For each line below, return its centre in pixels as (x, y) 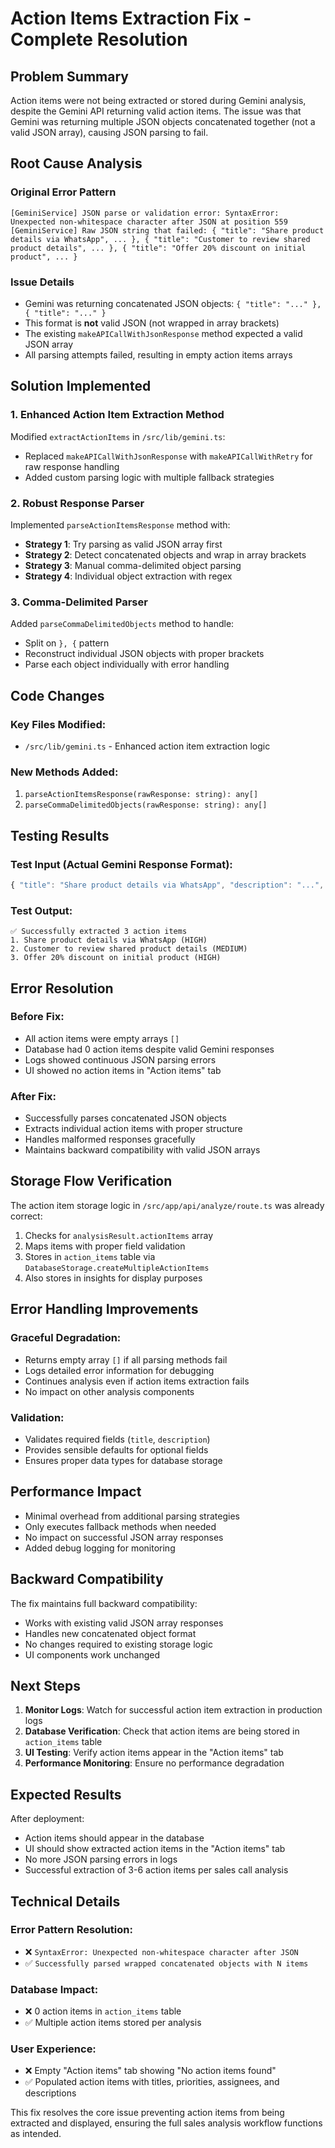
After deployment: (47, 1819)
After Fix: (33, 1096)
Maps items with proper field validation (105, 1246)
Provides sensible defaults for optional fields (116, 1449)
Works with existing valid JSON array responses (124, 1623)
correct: (26, 1216)
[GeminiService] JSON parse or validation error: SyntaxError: (145, 213)
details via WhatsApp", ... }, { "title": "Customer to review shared (160, 239)
